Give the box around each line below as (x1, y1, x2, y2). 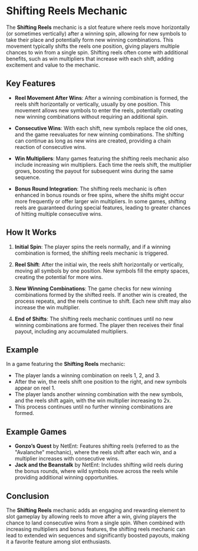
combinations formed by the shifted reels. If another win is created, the (14, 291, 187, 298)
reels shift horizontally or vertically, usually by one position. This (14, 101, 171, 108)
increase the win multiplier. (14, 303, 81, 311)
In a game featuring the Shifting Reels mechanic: (6, 361, 126, 368)
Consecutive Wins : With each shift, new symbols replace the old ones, (14, 124, 188, 131)
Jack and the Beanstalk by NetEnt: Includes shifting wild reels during (14, 461, 184, 468)
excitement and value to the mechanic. (6, 61, 100, 69)
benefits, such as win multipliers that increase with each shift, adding (6, 55, 174, 62)
